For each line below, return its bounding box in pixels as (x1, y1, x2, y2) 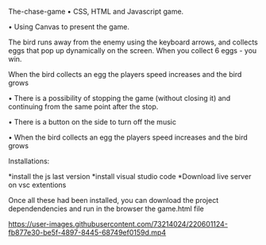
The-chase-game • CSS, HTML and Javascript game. (8, 7, 184, 16)
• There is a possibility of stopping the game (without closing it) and (8, 94, 231, 102)
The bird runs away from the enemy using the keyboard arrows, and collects (8, 37, 258, 47)
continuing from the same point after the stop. (8, 102, 159, 111)
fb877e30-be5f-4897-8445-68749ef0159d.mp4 (8, 228, 167, 237)
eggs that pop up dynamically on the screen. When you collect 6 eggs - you (8, 46, 257, 55)
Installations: (8, 156, 50, 166)
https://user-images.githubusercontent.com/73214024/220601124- (8, 220, 229, 228)
